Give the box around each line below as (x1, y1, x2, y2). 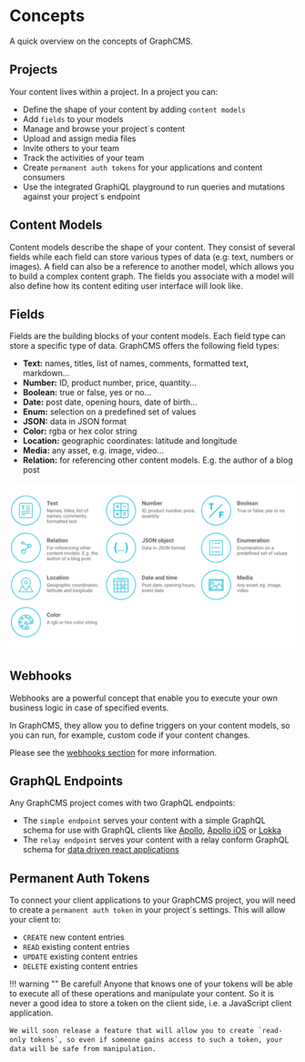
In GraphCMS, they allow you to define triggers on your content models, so (9, 720, 290, 730)
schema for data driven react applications (22, 844, 179, 855)
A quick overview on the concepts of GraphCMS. (9, 36, 193, 46)
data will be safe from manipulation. (9, 1045, 157, 1054)
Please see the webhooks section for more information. (9, 747, 218, 758)
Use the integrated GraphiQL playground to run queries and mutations (22, 181, 285, 192)
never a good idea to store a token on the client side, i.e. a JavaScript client (9, 998, 292, 1009)
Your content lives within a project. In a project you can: (9, 86, 219, 97)
